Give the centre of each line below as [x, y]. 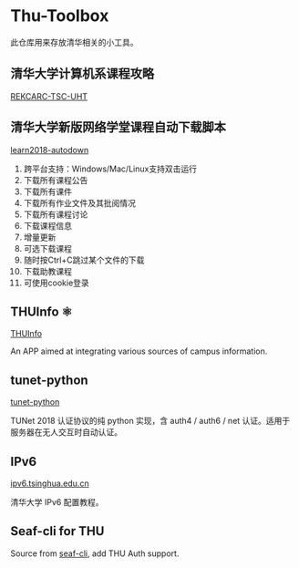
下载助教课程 [47, 271]
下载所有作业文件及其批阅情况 [79, 202]
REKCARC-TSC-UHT [49, 96]
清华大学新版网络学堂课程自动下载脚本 [118, 127]
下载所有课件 [47, 191]
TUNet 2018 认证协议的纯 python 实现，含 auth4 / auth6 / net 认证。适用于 [150, 421]
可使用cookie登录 [56, 283]
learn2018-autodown [50, 150]
